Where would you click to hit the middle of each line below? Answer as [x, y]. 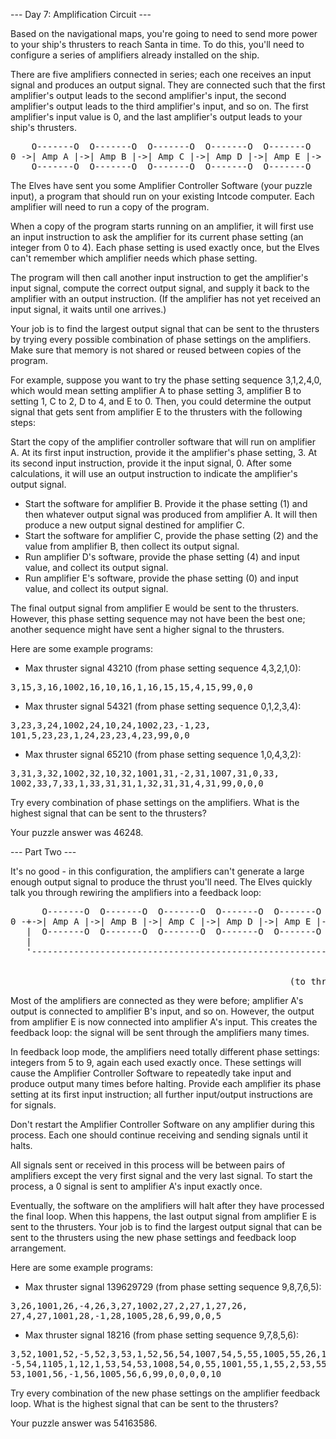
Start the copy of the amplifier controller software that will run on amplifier [163, 442]
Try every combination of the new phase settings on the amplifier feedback [165, 1393]
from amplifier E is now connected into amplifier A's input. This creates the [164, 1022]
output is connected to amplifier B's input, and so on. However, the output [162, 1011]
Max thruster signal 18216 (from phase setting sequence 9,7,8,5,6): [162, 1335]
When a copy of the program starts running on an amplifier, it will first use [162, 226]
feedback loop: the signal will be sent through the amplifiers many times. [160, 1032]
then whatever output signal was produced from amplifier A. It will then [171, 514]
